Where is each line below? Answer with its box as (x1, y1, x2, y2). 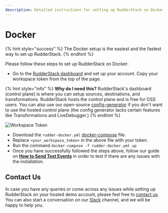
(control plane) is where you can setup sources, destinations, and (5, 91, 140, 97)
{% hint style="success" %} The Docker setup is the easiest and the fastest (5, 46, 161, 52)
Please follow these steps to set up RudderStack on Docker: (5, 61, 129, 67)
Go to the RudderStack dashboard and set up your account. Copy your (12, 70, 158, 76)
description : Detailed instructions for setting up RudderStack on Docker (5, 7, 164, 13)
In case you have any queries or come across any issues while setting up (5, 186, 156, 192)
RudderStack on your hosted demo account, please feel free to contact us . (5, 191, 159, 197)
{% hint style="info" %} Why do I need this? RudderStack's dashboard (5, 85, 151, 91)
